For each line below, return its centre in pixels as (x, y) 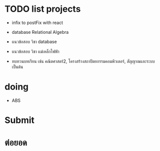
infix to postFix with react (37, 23)
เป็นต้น (17, 67)
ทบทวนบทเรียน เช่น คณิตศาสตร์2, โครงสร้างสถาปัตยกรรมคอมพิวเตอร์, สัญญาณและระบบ (83, 61)
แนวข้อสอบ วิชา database (34, 41)
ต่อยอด (16, 143)
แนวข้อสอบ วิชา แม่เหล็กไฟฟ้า (36, 51)
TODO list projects (43, 9)
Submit (20, 120)
